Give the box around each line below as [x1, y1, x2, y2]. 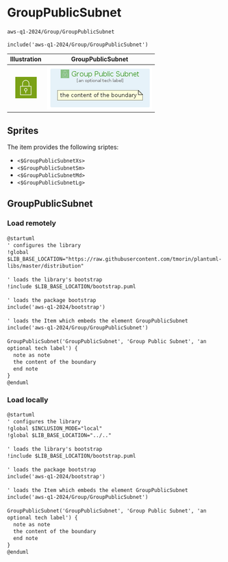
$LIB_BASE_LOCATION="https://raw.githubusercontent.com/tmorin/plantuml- [7, 255, 223, 262]
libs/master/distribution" [7, 262, 84, 269]
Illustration [10, 55, 42, 63]
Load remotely [7, 218, 57, 228]
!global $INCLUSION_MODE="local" [7, 425, 103, 432]
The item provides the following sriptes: [7, 143, 119, 151]
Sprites [7, 125, 39, 137]
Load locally [7, 395, 49, 404]
